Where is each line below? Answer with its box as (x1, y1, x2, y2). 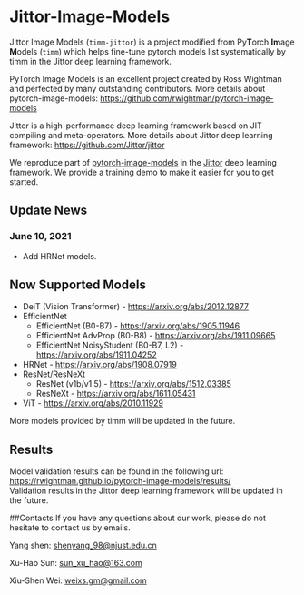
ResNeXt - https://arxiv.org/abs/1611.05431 (35, 388, 196, 399)
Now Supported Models (9, 277, 147, 293)
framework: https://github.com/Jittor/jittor (9, 139, 165, 150)
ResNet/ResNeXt (22, 368, 86, 379)
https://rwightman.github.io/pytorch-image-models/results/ (9, 476, 231, 487)
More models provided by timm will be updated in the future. (9, 416, 236, 427)
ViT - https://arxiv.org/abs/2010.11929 (22, 398, 163, 408)
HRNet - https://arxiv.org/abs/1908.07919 (22, 359, 177, 370)
